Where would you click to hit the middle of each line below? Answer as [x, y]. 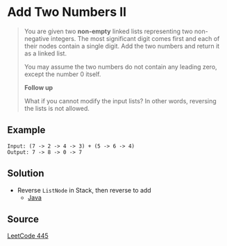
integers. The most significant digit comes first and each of [135, 38]
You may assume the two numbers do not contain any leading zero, [120, 67]
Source [23, 219]
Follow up [39, 87]
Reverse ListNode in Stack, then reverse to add [84, 190]
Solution [26, 174]
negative [37, 38]
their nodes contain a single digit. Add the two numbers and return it [122, 46]
